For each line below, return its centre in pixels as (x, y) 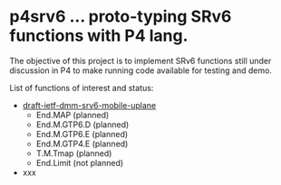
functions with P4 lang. (99, 36)
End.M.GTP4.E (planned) (82, 143)
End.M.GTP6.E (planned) (82, 134)
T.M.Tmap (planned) (74, 153)
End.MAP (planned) (73, 115)
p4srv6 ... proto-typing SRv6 (121, 17)
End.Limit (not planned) (80, 162)
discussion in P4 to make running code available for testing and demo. (140, 70)
